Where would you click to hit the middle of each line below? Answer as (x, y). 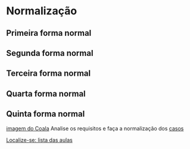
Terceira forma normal (49, 74)
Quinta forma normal (46, 114)
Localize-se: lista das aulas (39, 140)
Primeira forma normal (49, 33)
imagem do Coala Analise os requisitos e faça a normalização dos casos (95, 128)
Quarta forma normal (46, 94)
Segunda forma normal (50, 53)
